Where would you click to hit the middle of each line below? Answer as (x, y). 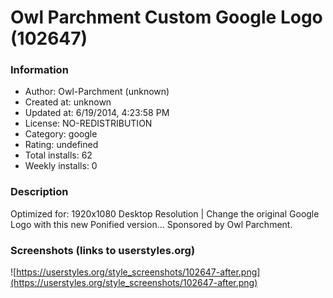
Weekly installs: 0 (61, 166)
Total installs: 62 (58, 155)
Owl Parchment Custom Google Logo (166, 17)
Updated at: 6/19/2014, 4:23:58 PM (97, 113)
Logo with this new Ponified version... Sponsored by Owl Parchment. (151, 224)
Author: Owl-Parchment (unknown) (97, 92)
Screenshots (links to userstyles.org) (103, 250)
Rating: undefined (61, 145)
